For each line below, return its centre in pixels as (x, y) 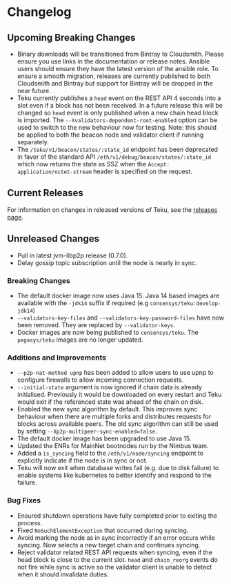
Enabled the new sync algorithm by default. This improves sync (107, 409)
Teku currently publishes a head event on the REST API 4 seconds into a (119, 98)
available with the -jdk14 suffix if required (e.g (83, 303)
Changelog (39, 12)
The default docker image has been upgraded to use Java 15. (104, 438)
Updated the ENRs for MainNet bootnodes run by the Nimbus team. (113, 446)
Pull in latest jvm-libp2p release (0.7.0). (72, 255)
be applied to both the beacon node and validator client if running (110, 135)
